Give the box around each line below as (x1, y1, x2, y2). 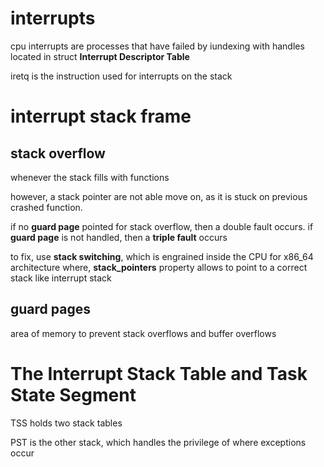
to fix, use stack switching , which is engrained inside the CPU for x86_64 (10, 250, 314, 262)
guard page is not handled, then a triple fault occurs (10, 231, 228, 243)
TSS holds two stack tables (10, 417, 123, 429)
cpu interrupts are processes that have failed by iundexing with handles (10, 40, 305, 52)
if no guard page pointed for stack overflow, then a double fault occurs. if (10, 220, 314, 232)
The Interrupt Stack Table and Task (10, 362, 308, 385)
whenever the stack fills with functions (10, 171, 170, 183)
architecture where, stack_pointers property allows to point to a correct (10, 261, 308, 273)
